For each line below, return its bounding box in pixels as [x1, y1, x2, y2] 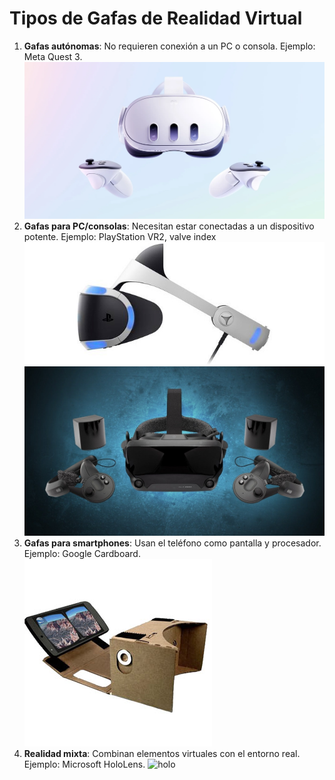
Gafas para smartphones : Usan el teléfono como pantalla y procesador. [23, 537, 322, 549]
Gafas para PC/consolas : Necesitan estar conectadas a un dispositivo [23, 220, 315, 232]
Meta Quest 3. [23, 50, 83, 62]
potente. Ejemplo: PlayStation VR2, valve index [23, 230, 217, 242]
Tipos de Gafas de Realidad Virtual [9, 7, 303, 30]
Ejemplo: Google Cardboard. [23, 547, 141, 559]
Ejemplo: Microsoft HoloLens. [23, 758, 146, 770]
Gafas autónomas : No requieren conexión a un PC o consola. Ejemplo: [23, 40, 316, 52]
